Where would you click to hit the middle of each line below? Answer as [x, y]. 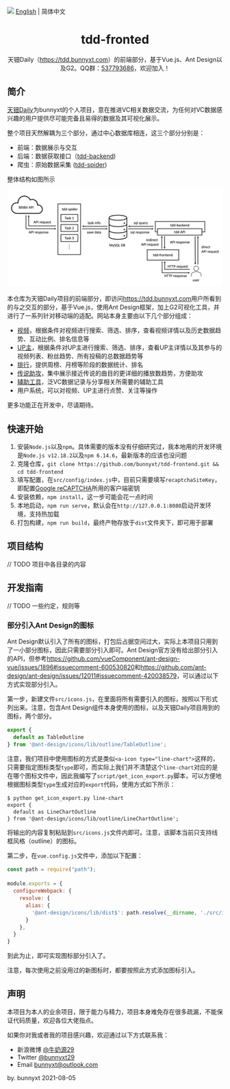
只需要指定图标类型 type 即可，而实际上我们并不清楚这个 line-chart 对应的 [110, 767]
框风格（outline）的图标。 [44, 840]
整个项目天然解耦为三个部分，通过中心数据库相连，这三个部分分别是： [106, 133]
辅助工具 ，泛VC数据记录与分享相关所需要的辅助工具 [90, 382]
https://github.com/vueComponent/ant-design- [113, 658]
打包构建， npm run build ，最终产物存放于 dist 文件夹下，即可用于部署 [115, 523]
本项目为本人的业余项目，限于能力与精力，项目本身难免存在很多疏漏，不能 [112, 1011]
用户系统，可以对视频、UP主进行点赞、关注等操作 [87, 391]
